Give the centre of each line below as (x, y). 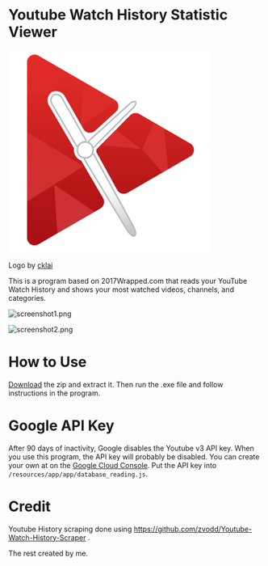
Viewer (33, 32)
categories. (27, 298)
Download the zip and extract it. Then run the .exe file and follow (116, 384)
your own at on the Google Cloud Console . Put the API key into (113, 465)
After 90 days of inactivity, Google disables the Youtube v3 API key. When (131, 448)
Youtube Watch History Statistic (118, 15)
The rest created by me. (48, 553)
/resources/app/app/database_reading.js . (78, 474)
